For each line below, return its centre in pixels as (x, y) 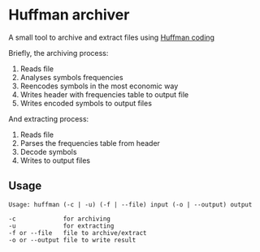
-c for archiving (60, 219)
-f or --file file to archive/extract (78, 233)
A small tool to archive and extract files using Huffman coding (112, 37)
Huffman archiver (69, 15)
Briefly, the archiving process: (58, 53)
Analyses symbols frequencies (71, 77)
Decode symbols (48, 152)
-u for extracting (61, 226)
